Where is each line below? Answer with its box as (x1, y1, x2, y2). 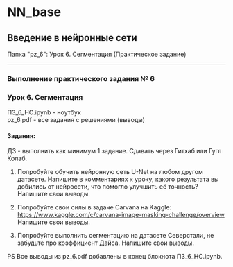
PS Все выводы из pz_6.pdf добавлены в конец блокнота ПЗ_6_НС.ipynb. (7, 252, 223, 261)
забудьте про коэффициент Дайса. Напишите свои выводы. (17, 239, 194, 247)
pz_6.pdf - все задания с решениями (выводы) (7, 116, 146, 124)
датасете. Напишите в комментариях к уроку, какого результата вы (17, 175, 219, 184)
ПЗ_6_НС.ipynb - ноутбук (7, 108, 81, 117)
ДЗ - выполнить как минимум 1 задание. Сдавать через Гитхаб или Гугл (7, 147, 222, 155)
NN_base (7, 4, 62, 20)
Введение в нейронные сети (7, 32, 137, 44)
